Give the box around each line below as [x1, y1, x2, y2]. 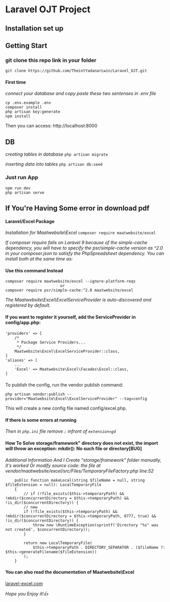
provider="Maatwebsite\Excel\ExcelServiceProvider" [5, 396, 117, 401]
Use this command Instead [5, 267, 63, 273]
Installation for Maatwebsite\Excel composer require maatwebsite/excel [5, 229, 156, 236]
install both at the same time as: [5, 256, 73, 262]
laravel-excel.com [5, 580, 43, 587]
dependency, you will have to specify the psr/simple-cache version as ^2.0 [5, 245, 163, 251]
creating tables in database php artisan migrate [5, 151, 108, 157]
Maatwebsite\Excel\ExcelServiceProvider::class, [14, 349, 120, 354]
